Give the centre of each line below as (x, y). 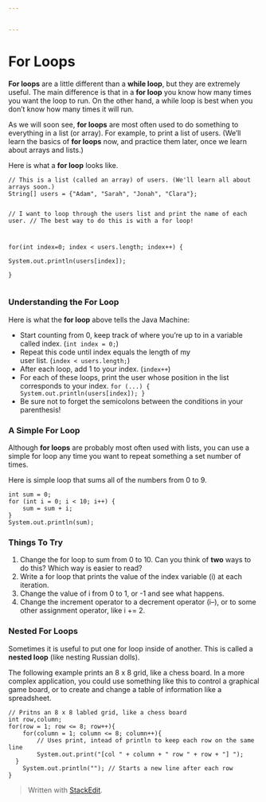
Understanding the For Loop (64, 302)
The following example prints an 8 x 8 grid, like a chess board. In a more (127, 672)
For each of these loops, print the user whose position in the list (124, 377)
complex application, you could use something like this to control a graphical (134, 681)
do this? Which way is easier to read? (81, 568)
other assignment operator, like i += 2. (82, 611)
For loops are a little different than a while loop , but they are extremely (124, 84)
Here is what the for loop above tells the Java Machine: (99, 319)
